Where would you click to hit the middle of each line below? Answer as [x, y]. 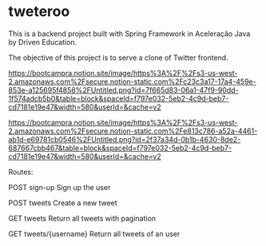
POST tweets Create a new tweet [63, 203]
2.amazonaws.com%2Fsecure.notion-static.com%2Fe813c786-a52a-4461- [133, 131]
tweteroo [39, 12]
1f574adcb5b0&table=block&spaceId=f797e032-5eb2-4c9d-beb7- [119, 98]
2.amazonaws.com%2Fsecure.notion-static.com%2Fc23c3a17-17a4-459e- [133, 81]
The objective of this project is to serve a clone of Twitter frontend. [119, 58]
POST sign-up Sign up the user [60, 187]
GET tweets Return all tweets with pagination [82, 218]
